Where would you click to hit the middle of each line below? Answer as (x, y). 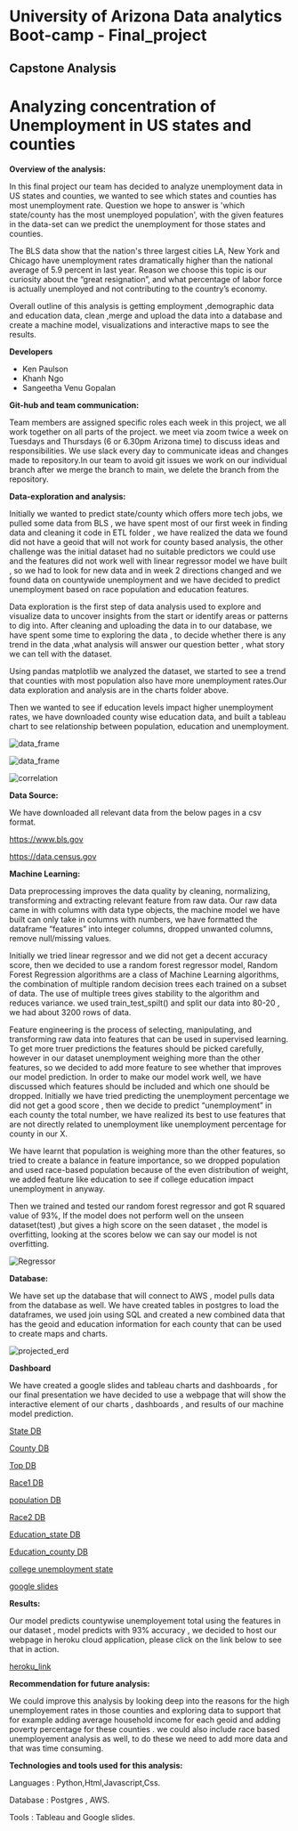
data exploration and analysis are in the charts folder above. (119, 690)
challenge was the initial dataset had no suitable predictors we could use (142, 551)
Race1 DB (27, 1482)
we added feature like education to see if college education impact (132, 1179)
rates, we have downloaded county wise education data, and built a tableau (148, 716)
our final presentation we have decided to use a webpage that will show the (148, 1395)
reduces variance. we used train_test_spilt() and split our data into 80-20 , (145, 1003)
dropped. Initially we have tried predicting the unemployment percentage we (149, 1095)
